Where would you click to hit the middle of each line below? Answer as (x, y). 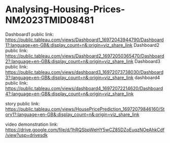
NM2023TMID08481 (49, 20)
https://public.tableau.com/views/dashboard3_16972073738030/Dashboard (84, 72)
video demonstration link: (32, 124)
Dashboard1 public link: (30, 34)
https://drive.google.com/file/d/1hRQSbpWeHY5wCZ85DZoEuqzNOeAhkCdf (85, 130)
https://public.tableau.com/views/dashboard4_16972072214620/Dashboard (84, 88)
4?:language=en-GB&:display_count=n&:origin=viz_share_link (70, 94)
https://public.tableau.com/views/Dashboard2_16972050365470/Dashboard (85, 56)
